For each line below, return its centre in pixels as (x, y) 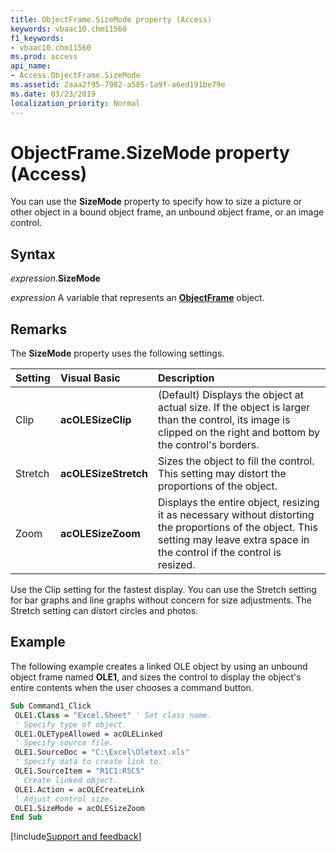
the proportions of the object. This (238, 528)
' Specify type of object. (71, 724)
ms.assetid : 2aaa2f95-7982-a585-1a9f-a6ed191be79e (118, 85)
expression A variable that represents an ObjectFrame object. (137, 298)
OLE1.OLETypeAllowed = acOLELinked (88, 734)
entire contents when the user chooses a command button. (132, 687)
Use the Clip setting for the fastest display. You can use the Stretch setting (163, 590)
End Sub (26, 817)
